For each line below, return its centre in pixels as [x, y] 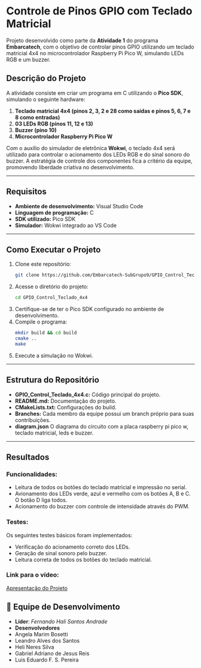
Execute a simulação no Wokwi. [54, 355]
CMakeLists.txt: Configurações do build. [66, 407]
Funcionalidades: [32, 474]
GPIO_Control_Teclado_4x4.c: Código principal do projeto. [88, 394]
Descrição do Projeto [46, 78]
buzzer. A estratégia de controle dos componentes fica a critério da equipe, [99, 161]
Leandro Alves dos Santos [47, 640]
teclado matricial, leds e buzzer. [54, 433]
